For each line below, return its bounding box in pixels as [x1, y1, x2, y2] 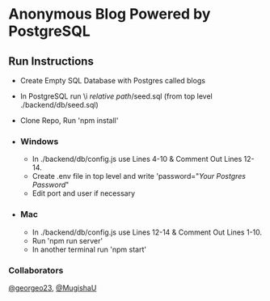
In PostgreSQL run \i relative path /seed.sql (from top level [19, 91, 213, 101]
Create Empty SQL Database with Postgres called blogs [19, 76, 206, 85]
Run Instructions [8, 54, 95, 68]
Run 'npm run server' [32, 235, 103, 245]
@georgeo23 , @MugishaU [8, 282, 97, 292]
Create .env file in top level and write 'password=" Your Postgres [32, 172, 247, 181]
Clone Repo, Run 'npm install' [19, 116, 119, 125]
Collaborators [8, 265, 64, 276]
